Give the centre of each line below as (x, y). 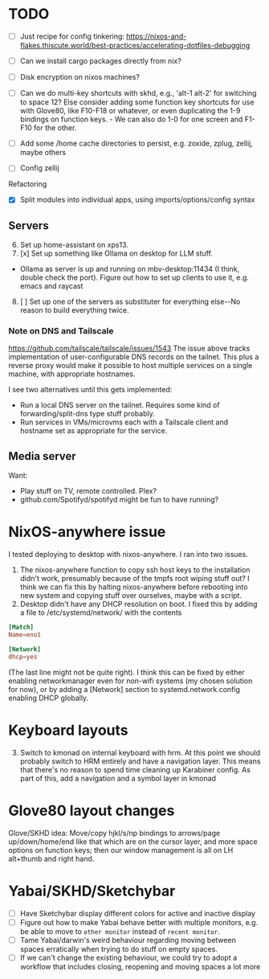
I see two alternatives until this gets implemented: (90, 390)
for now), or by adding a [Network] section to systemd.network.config (124, 689)
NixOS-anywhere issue (87, 532)
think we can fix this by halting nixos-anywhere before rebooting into (134, 587)
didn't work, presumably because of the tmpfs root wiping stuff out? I (135, 579)
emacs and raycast (51, 286)
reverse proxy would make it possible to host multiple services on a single (130, 366)
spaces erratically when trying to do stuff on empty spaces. (119, 948)
